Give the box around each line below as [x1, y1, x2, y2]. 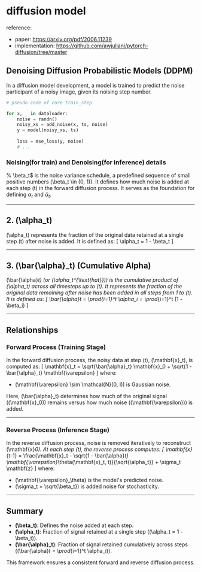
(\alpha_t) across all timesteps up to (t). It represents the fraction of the [6, 283, 182, 290]
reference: [6, 24, 32, 31]
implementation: [14, 42, 55, 49]
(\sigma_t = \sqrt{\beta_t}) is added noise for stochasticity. [14, 483, 160, 490]
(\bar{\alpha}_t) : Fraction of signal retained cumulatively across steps [14, 541, 188, 548]
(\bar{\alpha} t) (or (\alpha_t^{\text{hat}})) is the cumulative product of [6, 276, 179, 284]
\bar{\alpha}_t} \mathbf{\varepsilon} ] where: [6, 369, 117, 377]
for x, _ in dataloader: [6, 110, 68, 116]
